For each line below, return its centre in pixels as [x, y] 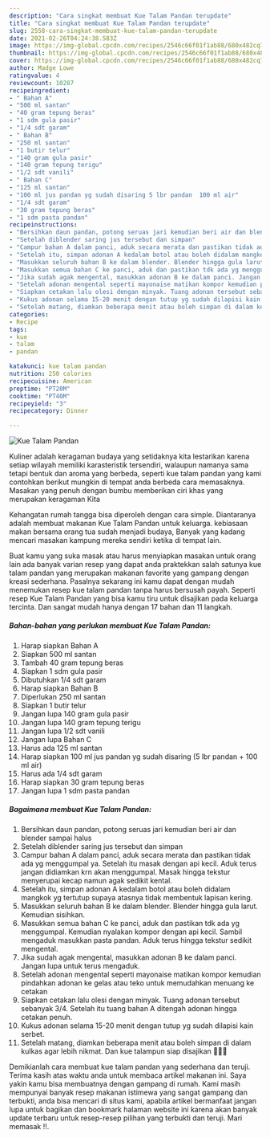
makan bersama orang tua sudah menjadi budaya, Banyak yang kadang [127, 532]
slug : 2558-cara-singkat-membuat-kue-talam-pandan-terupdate [113, 31]
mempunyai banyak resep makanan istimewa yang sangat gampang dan [128, 1092]
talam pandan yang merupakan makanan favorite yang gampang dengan [129, 573]
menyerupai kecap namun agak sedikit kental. [97, 881]
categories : [29, 314]
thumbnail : [27, 53]
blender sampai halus [56, 838]
